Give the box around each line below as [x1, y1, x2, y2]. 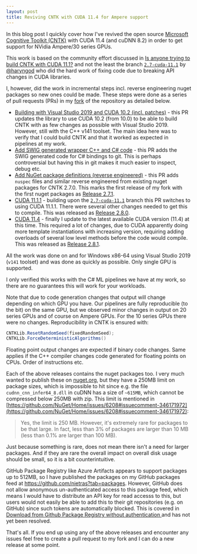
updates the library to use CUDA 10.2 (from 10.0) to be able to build [14, 115, 178, 122]
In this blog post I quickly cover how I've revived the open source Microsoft [6, 30, 189, 37]
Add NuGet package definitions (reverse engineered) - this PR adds [14, 171, 179, 178]
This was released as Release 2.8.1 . [14, 240, 101, 247]
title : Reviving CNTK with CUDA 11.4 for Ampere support [6, 14, 149, 20]
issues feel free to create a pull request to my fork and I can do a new [6, 535, 175, 542]
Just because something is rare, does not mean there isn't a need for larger [6, 444, 189, 451]
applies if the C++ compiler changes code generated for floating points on [6, 353, 186, 360]
